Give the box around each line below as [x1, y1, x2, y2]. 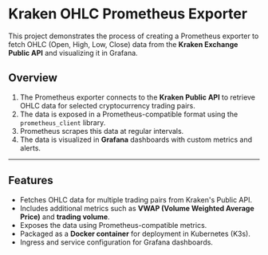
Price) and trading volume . [19, 212, 110, 222]
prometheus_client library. [19, 117, 106, 127]
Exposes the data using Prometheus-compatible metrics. [19, 220, 207, 229]
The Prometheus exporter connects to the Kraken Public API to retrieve [19, 92, 256, 102]
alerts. [19, 143, 41, 152]
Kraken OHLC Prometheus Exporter [8, 5, 248, 23]
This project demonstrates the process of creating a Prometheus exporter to [8, 31, 259, 41]
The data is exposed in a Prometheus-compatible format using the [19, 109, 238, 119]
